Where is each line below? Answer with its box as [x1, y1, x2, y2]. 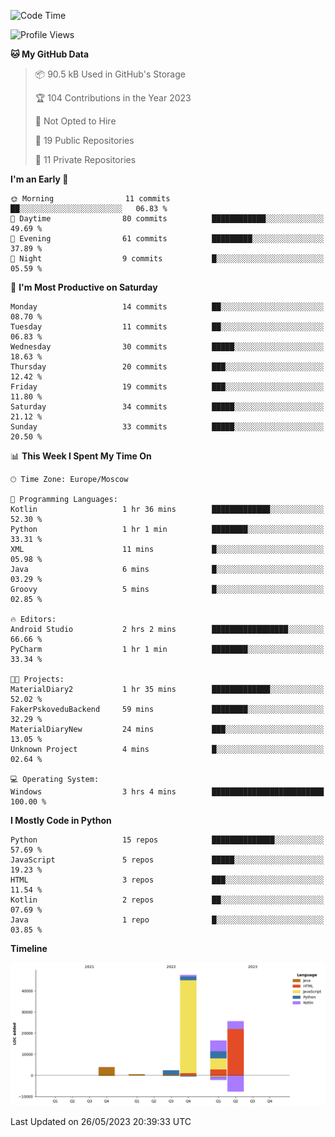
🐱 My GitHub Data [10, 48, 90, 60]
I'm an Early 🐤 [10, 173, 69, 185]
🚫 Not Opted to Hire [34, 115, 117, 127]
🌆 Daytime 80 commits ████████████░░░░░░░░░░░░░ [10, 214, 325, 224]
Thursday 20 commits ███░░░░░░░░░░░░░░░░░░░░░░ [10, 362, 325, 372]
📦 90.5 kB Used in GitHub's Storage [34, 68, 186, 80]
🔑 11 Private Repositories [34, 154, 137, 165]
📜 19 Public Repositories [34, 135, 135, 146]
